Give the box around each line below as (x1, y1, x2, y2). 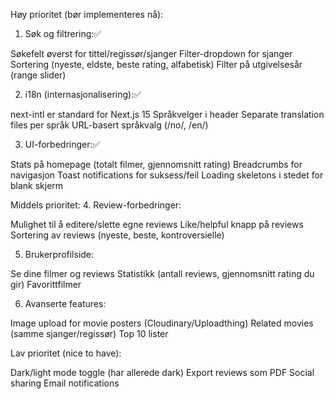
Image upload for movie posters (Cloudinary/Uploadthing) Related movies (10, 317, 314, 329)
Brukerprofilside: (24, 249, 95, 260)
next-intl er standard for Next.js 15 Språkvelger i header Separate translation (10, 109, 325, 120)
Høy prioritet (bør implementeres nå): (10, 9, 164, 20)
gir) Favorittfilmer (10, 279, 82, 290)
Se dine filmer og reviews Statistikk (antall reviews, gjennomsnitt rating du (10, 268, 315, 279)
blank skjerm (10, 180, 64, 191)
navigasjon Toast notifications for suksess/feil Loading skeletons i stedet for (10, 169, 324, 181)
